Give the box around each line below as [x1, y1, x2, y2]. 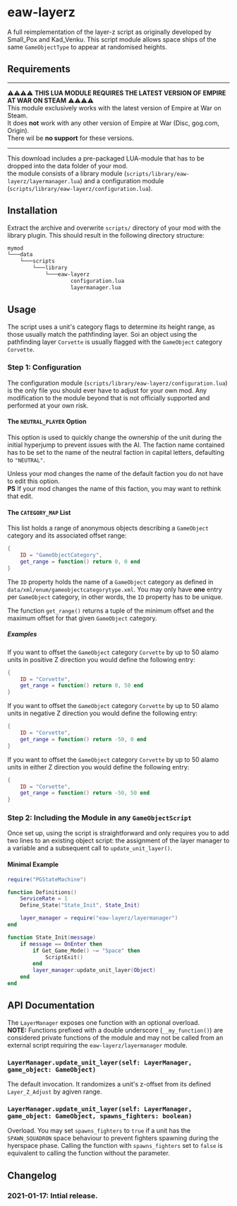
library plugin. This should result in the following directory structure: [7, 231, 205, 239]
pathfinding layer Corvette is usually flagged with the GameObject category [7, 337, 222, 346]
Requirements [7, 63, 71, 75]
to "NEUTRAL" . [7, 456, 46, 464]
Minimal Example [7, 860, 59, 869]
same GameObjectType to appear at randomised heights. [7, 42, 167, 51]
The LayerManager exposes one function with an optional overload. [7, 1018, 200, 1026]
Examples [7, 630, 37, 639]
